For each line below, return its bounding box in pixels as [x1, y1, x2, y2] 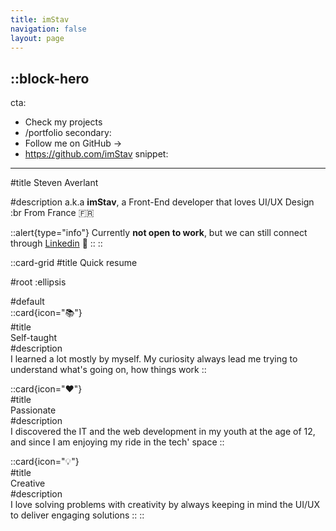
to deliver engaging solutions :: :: [10, 509, 145, 521]
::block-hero [10, 70, 90, 87]
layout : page [10, 33, 65, 43]
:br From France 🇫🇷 [10, 207, 95, 219]
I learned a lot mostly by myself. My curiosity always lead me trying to [10, 353, 298, 365]
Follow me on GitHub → [24, 137, 123, 150]
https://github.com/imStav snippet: [24, 148, 169, 160]
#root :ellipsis [10, 276, 67, 288]
